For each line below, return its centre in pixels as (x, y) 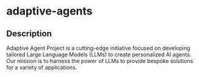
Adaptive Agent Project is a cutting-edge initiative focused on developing (98, 48)
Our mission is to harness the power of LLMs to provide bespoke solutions (100, 61)
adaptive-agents (49, 11)
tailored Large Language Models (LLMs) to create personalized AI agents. (99, 55)
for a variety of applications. (42, 67)
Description (29, 34)
